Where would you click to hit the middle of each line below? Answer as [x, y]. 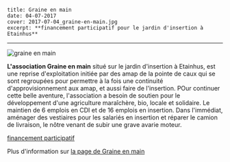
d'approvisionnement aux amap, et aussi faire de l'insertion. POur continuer [114, 88]
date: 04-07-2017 [32, 16]
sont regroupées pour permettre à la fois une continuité [85, 81]
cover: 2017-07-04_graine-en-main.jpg [62, 22]
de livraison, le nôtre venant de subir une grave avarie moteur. [94, 125]
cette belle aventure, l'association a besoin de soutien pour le [94, 95]
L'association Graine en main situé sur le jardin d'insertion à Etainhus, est [111, 66]
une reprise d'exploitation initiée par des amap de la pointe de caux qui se [111, 73]
